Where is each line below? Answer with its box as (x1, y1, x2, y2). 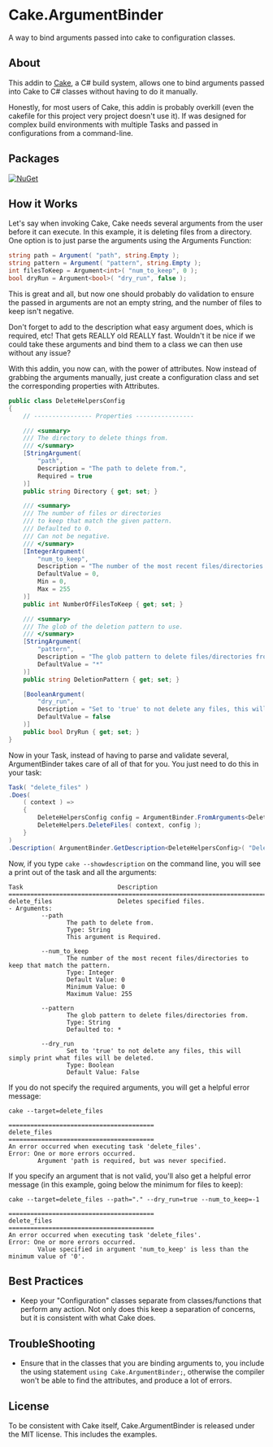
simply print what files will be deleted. (8, 1054, 154, 1062)
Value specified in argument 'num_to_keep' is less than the (37, 1245, 249, 1253)
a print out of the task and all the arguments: (8, 867, 157, 877)
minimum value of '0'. (8, 1252, 85, 1261)
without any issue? (8, 348, 71, 357)
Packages (8, 152, 59, 166)
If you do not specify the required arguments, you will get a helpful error (8, 1082, 250, 1092)
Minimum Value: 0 (66, 982, 126, 990)
